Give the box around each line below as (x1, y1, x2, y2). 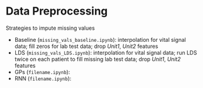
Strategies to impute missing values (5, 24, 95, 32)
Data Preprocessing (5, 4, 108, 18)
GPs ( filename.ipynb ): (14, 68, 71, 75)
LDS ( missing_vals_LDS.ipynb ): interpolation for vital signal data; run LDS (14, 49, 198, 56)
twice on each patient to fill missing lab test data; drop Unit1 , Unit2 (14, 55, 181, 63)
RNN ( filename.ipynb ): (14, 75, 72, 82)
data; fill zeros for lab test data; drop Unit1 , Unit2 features (14, 42, 159, 50)
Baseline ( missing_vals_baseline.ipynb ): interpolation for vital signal (14, 36, 186, 43)
